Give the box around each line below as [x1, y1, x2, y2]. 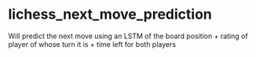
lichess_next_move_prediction [8, 5, 212, 23]
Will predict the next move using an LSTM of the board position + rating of [8, 31, 249, 41]
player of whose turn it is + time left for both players [8, 39, 177, 48]
